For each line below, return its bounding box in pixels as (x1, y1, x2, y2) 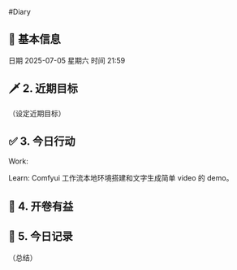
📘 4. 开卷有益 (8, 199, 74, 213)
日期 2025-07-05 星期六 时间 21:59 (8, 55, 126, 65)
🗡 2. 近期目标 (8, 81, 79, 96)
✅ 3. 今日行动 (8, 134, 75, 149)
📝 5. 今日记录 (8, 229, 73, 243)
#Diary (8, 7, 31, 16)
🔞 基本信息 (8, 33, 61, 46)
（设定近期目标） (8, 108, 66, 118)
